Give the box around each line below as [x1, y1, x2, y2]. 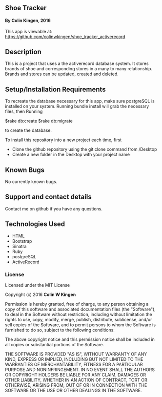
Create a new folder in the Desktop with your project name [12, 151, 130, 158]
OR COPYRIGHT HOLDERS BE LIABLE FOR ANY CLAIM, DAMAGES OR [5, 372, 146, 377]
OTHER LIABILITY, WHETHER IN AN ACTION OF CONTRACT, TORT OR [5, 377, 147, 383]
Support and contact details [5, 193, 92, 201]
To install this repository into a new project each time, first [5, 137, 122, 143]
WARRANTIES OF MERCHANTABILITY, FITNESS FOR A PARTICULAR [5, 361, 143, 367]
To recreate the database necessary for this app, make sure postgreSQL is [5, 98, 155, 104]
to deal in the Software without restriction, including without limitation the [5, 311, 152, 317]
